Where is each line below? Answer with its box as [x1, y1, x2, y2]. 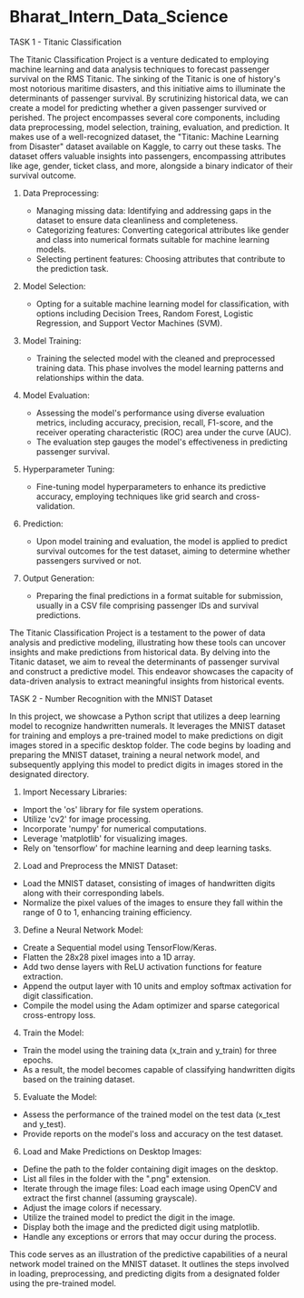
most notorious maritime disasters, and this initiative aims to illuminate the [9, 83, 286, 94]
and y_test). [22, 1118, 66, 1129]
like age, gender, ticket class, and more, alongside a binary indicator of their [9, 160, 293, 171]
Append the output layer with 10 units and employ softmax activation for [22, 980, 292, 992]
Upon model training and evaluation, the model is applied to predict [35, 535, 288, 546]
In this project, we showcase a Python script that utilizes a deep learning [9, 711, 281, 722]
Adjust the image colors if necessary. [22, 1202, 162, 1213]
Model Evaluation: [22, 389, 91, 401]
